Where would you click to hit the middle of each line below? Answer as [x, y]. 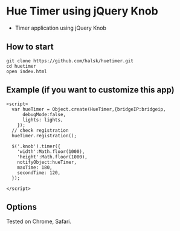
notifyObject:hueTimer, [47, 162]
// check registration [40, 130]
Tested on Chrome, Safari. [39, 221]
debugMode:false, [44, 114]
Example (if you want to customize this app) [90, 90]
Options [22, 207]
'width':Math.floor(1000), [51, 151]
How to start [30, 47]
